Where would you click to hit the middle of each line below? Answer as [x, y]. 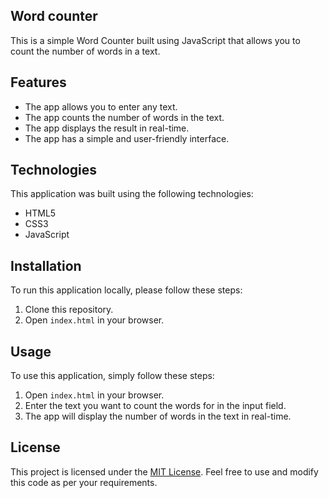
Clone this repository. [69, 310]
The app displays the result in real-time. [107, 128]
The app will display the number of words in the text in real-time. [158, 416]
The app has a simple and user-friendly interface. [127, 138]
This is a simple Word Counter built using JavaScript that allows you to [155, 40]
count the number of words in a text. [85, 51]
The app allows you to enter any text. [101, 106]
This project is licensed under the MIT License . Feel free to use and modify [164, 471]
